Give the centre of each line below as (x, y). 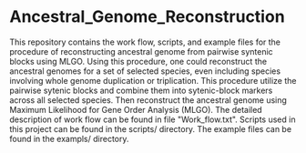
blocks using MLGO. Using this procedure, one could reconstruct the (138, 61)
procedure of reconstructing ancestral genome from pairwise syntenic (141, 51)
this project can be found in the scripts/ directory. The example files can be (151, 128)
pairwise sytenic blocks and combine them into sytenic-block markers (141, 90)
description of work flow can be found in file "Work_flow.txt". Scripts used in (153, 119)
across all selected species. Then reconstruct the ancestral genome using (148, 100)
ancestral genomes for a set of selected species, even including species (145, 71)
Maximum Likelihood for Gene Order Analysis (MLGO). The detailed (136, 109)
